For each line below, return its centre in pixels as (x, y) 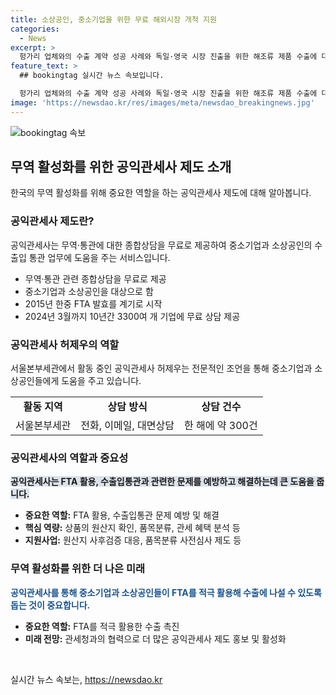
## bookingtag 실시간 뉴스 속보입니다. (92, 76)
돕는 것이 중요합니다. (50, 605)
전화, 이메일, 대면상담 (127, 426)
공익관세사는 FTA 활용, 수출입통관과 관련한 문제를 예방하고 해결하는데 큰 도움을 (162, 482)
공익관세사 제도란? (52, 221)
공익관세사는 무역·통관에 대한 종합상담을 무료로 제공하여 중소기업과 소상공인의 (161, 245)
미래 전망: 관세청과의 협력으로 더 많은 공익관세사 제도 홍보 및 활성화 (155, 638)
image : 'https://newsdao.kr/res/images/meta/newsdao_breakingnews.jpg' (162, 102)
